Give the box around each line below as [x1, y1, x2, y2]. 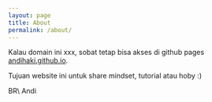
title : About [8, 19, 51, 27]
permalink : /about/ [8, 26, 73, 34]
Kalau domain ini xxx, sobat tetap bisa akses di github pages [8, 48, 205, 57]
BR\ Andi [8, 86, 37, 96]
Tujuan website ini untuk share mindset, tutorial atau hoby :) [8, 71, 203, 81]
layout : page [8, 11, 51, 20]
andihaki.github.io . [8, 56, 69, 65]
